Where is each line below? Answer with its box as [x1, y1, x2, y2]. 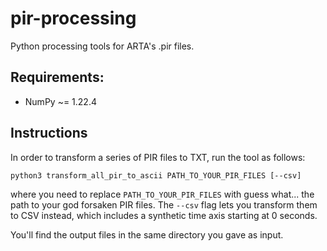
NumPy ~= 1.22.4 [24, 95, 97, 107]
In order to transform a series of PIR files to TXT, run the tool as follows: [10, 151, 306, 163]
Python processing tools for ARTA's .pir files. [10, 40, 195, 52]
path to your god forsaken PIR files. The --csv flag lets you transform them [10, 198, 318, 211]
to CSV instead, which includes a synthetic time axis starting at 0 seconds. [10, 209, 318, 221]
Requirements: [10, 69, 105, 86]
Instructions [10, 125, 88, 142]
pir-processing [10, 7, 137, 30]
